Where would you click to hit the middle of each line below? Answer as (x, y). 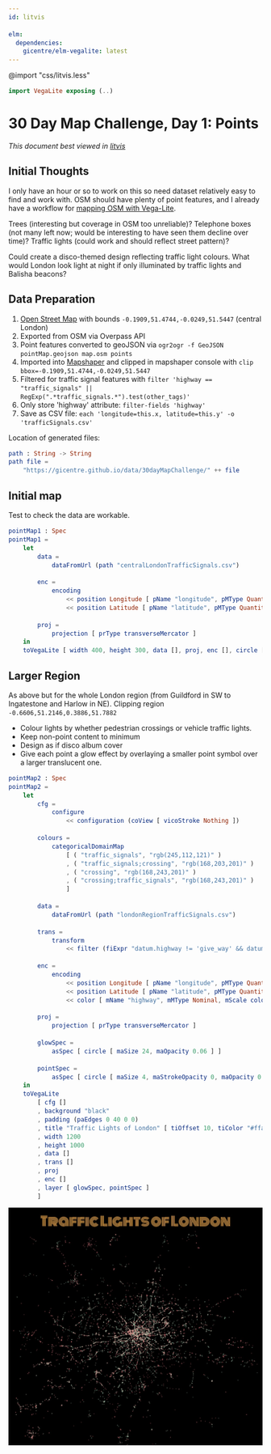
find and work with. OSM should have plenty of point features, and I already (134, 199)
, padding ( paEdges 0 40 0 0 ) (88, 1119)
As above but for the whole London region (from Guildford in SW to (120, 695)
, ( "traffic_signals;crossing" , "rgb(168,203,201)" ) (160, 863)
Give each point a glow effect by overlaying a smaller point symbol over (139, 753)
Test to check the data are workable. (69, 515)
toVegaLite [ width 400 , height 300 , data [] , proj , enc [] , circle (140, 651)
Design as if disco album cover (71, 745)
